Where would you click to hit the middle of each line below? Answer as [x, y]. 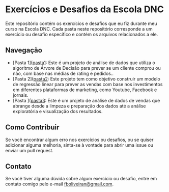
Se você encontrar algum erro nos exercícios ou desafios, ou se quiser [79, 140]
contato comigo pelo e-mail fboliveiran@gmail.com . [60, 184]
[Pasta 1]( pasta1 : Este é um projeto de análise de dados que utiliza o [84, 63]
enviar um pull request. [29, 150]
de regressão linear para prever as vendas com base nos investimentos [88, 84]
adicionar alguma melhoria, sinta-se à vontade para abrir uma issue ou [79, 145]
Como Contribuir [32, 128]
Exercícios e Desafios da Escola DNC [84, 9]
